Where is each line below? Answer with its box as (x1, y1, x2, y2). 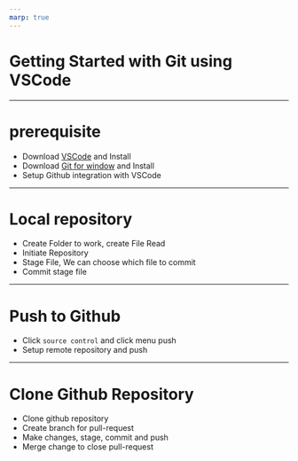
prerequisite (9, 121, 102, 142)
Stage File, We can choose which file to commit (21, 257, 197, 268)
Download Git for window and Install (21, 160, 155, 171)
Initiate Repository (21, 247, 89, 258)
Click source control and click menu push (21, 335, 177, 346)
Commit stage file (21, 267, 87, 277)
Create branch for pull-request (21, 423, 135, 434)
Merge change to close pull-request (21, 441, 153, 452)
